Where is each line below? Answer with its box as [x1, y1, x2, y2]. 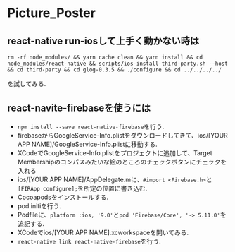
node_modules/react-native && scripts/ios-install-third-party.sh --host [7, 60, 229, 67]
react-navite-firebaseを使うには [7, 102, 151, 114]
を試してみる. [7, 80, 46, 88]
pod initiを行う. [17, 201, 62, 210]
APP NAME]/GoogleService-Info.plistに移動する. [17, 140, 158, 148]
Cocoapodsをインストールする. [17, 193, 109, 201]
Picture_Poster [7, 5, 96, 21]
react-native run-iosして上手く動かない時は [7, 35, 200, 47]
